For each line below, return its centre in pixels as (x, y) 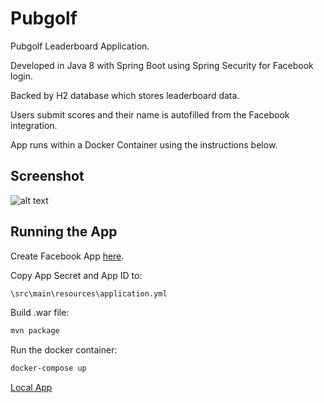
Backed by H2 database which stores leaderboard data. (125, 95)
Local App (31, 388)
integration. (34, 125)
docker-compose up (48, 368)
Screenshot (47, 176)
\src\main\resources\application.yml (89, 293)
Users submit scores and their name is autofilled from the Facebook (150, 114)
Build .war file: (40, 313)
